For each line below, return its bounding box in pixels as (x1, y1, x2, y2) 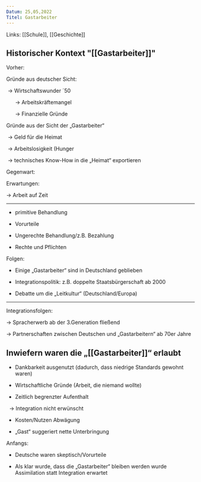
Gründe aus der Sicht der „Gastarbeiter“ (6, 122, 105, 129)
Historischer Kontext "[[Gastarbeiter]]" (6, 48, 156, 58)
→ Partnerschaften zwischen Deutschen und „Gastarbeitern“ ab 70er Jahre (6, 331, 191, 338)
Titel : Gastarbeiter (6, 14, 58, 20)
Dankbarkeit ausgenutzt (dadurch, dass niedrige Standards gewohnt (14, 363, 184, 371)
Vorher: (6, 64, 25, 71)
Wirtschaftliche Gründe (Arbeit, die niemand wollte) (14, 381, 142, 389)
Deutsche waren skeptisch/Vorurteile (14, 451, 106, 459)
